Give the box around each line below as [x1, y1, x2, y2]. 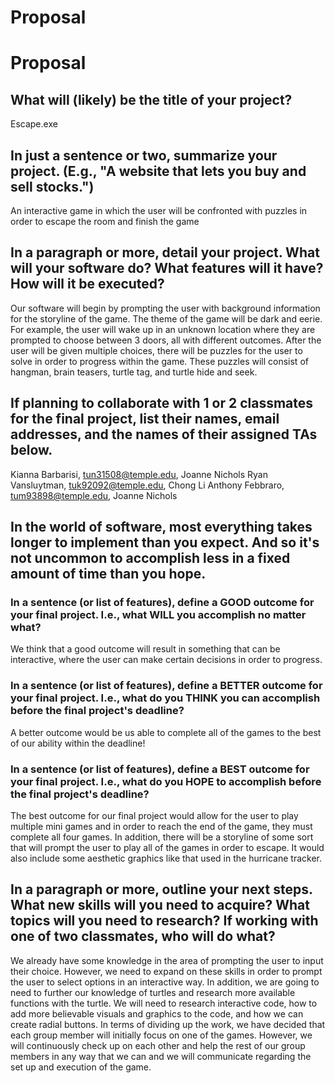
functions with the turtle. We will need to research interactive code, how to [10, 997, 318, 1009]
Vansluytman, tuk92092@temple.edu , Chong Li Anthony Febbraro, [10, 479, 285, 491]
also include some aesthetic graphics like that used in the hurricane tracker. [10, 852, 323, 864]
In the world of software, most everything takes [10, 519, 313, 536]
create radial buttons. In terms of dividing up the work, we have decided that [10, 1018, 326, 1030]
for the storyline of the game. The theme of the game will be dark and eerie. [10, 312, 323, 325]
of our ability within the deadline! [10, 737, 146, 749]
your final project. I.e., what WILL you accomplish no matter [10, 607, 307, 621]
